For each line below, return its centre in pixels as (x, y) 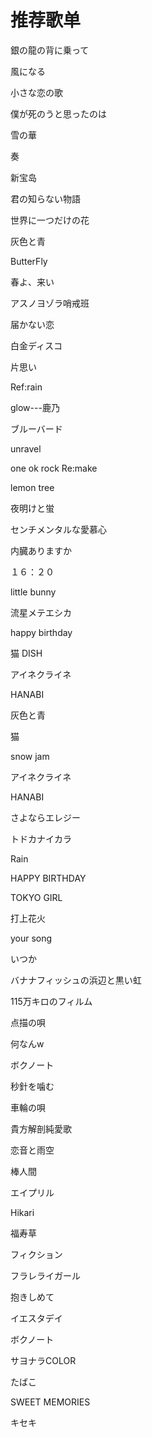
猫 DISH (26, 653)
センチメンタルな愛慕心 (58, 529)
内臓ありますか (41, 550)
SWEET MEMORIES (50, 1402)
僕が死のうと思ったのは (58, 113)
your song (31, 938)
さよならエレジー (45, 817)
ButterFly (29, 261)
